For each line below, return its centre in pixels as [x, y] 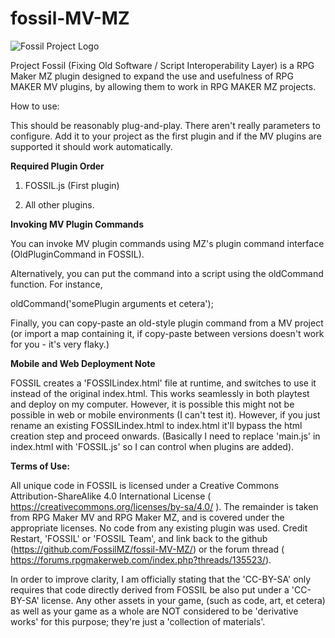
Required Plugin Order [57, 166]
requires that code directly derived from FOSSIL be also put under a [150, 589]
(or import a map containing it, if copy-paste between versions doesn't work [167, 333]
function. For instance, [56, 284]
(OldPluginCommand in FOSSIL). [77, 254]
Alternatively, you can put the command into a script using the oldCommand [167, 273]
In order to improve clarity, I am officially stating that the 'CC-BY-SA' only [161, 579]
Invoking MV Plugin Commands [77, 224]
